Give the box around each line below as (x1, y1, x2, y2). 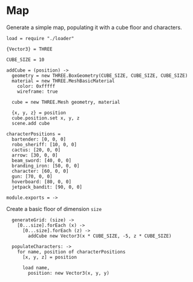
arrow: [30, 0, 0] (11, 152, 59, 158)
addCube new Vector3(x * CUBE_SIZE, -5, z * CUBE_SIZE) (28, 233, 172, 239)
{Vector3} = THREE (6, 46, 53, 52)
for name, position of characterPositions (17, 249, 126, 255)
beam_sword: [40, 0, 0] (11, 157, 71, 164)
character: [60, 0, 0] (11, 168, 69, 174)
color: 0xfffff (17, 83, 56, 89)
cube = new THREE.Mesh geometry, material (11, 99, 120, 105)
